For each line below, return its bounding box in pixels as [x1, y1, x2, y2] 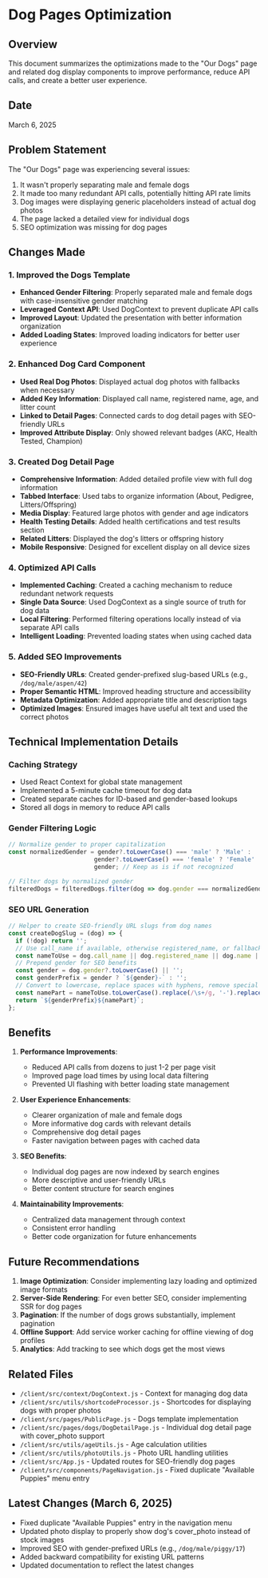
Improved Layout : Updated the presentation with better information [19, 313, 242, 323]
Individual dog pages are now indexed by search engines [31, 1167, 220, 1177]
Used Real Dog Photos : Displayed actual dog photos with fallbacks [19, 377, 241, 386]
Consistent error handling [31, 1223, 116, 1233]
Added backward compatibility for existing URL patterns [19, 1552, 205, 1561]
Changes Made [8, 245, 85, 259]
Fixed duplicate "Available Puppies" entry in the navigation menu [19, 1517, 233, 1528]
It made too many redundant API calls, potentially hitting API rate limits [19, 188, 251, 197]
